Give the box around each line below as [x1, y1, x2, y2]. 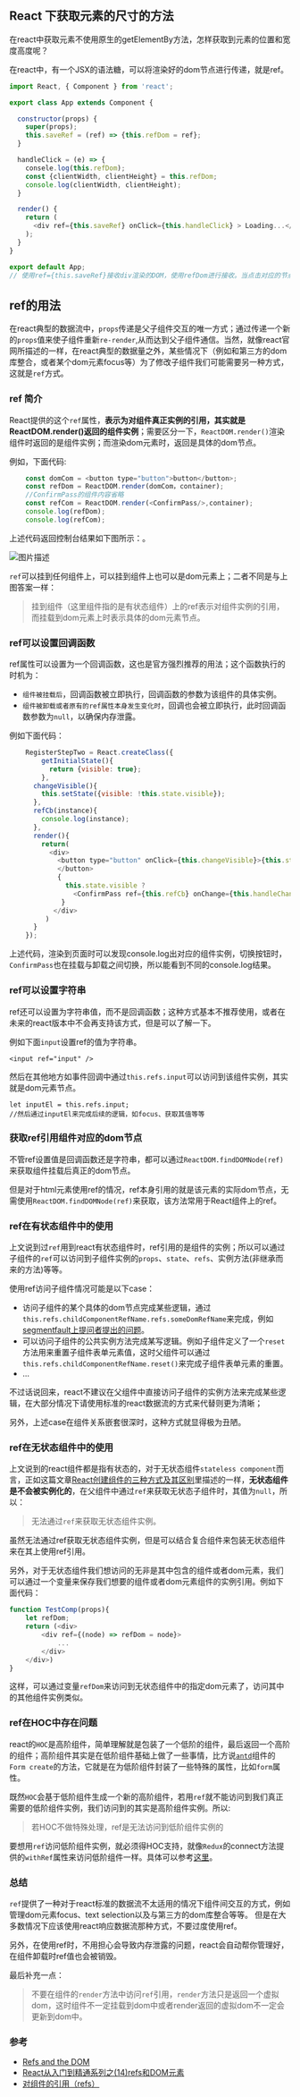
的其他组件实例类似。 [9, 1692, 87, 1702]
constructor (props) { [17, 115, 98, 123]
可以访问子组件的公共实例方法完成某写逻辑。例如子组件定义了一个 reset [21, 1336, 286, 1346]
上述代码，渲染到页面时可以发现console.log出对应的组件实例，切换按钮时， [9, 948, 287, 959]
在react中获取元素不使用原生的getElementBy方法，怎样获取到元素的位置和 [9, 34, 283, 45]
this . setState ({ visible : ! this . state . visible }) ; [41, 790, 226, 799]
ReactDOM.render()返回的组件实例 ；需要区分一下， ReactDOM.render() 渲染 [9, 426, 286, 437]
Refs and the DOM [21, 2057, 91, 2067]
